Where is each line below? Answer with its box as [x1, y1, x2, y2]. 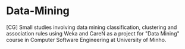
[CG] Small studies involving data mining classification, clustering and [6, 24, 177, 31]
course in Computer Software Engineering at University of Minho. [6, 36, 167, 43]
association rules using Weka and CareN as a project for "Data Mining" [6, 30, 180, 37]
